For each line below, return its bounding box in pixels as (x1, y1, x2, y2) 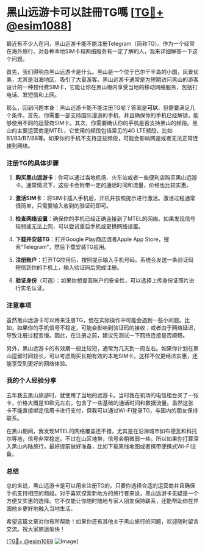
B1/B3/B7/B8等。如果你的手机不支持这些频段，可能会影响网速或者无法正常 (6, 134, 193, 142)
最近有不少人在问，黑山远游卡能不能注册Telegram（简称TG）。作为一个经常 (6, 40, 195, 47)
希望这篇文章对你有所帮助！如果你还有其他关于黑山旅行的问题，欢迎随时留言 (6, 518, 199, 525)
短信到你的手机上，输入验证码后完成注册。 (15, 264, 123, 272)
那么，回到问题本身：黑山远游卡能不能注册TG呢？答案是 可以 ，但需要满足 (6, 104, 190, 111)
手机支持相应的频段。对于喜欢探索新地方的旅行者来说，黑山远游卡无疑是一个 (6, 489, 199, 497)
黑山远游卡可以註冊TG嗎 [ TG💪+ (6, 5, 164, 20)
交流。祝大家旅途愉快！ (6, 525, 65, 533)
